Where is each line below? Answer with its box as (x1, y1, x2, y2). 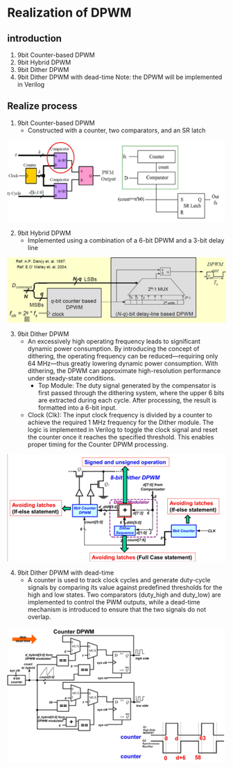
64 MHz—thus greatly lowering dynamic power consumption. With (27, 359, 218, 368)
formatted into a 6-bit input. (37, 403, 117, 412)
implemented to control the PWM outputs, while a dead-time (27, 597, 200, 606)
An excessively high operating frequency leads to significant (27, 338, 201, 346)
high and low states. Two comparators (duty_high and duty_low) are (27, 591, 221, 599)
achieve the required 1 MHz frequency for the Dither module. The (27, 418, 214, 427)
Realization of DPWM (7, 5, 132, 21)
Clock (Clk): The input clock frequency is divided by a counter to (27, 411, 213, 419)
